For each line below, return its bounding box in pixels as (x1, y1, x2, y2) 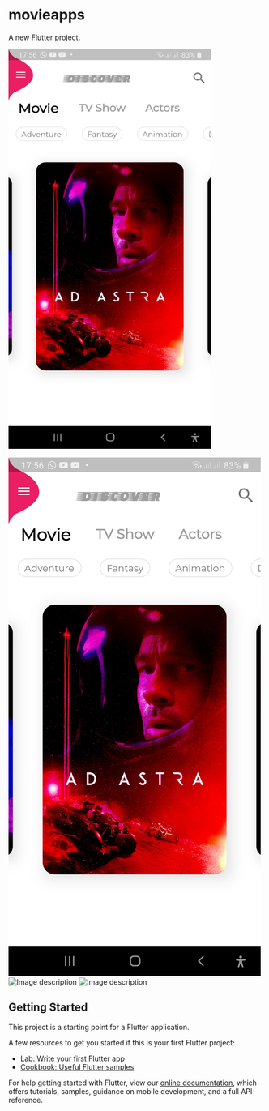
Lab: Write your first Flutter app (19, 1053, 126, 1063)
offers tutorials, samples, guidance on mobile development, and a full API (8, 1086, 253, 1096)
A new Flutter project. (8, 32, 81, 42)
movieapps (8, 6, 85, 24)
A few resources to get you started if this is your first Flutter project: (8, 1037, 235, 1047)
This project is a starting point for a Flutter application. (8, 1022, 190, 1032)
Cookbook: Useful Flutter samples (19, 1062, 134, 1071)
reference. (8, 1095, 43, 1105)
